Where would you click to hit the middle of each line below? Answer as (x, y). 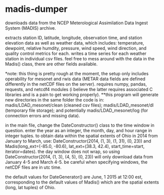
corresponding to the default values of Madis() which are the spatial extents (82, 182)
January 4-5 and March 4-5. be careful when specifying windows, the (76, 162)
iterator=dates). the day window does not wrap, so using (63, 151)
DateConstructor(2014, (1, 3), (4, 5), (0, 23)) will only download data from (79, 156)
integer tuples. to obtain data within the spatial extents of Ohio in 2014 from (82, 136)
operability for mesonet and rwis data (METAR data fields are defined (75, 79)
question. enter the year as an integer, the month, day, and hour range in (79, 130)
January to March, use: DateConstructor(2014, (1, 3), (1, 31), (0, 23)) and (78, 141)
